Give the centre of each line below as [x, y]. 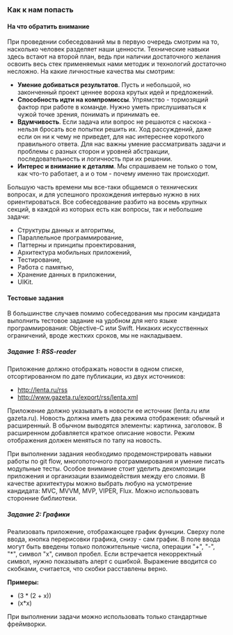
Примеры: [23, 582]
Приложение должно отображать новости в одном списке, [96, 369]
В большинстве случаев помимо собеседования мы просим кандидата [114, 313]
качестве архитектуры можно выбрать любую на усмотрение [100, 484]
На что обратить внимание [48, 26]
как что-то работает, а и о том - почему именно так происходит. [113, 174]
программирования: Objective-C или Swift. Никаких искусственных [108, 328]
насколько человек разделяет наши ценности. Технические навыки [109, 49]
